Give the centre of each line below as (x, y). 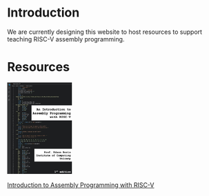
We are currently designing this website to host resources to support (104, 32)
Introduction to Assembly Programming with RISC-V (81, 185)
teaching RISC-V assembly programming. (66, 39)
